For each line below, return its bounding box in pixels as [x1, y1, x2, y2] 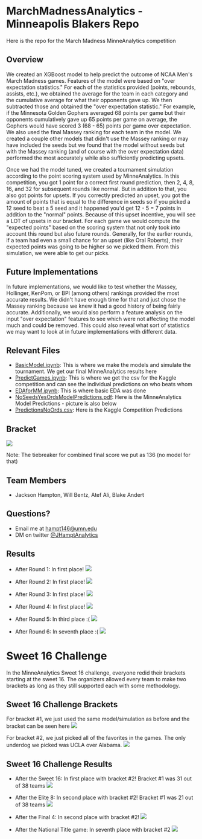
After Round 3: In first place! [14, 591, 86, 598]
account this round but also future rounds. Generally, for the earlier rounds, [6, 230, 193, 237]
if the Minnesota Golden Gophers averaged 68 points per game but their [6, 109, 186, 116]
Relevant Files [6, 345, 60, 355]
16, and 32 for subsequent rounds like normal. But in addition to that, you [6, 185, 187, 192]
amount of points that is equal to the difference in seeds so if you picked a [6, 198, 191, 205]
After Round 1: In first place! [14, 565, 84, 572]
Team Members [6, 475, 66, 485]
